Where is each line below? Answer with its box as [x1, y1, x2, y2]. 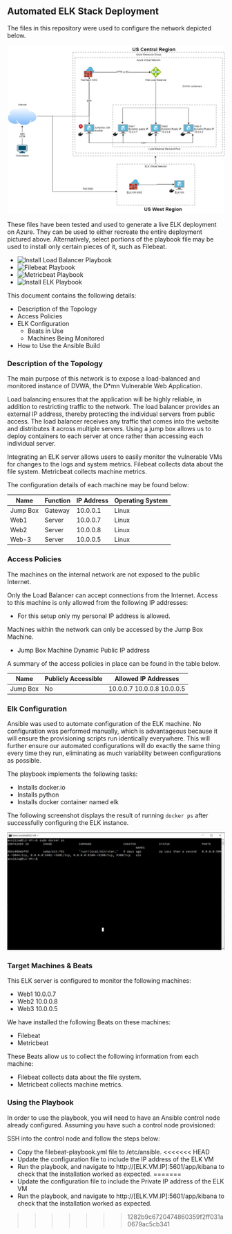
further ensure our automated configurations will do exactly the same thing [7, 742, 221, 750]
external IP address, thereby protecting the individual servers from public [7, 410, 215, 418]
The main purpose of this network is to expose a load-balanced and [7, 374, 200, 383]
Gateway [44, 507, 70, 515]
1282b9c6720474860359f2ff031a [127, 1213, 224, 1221]
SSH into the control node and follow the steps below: [7, 1134, 160, 1143]
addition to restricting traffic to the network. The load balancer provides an [7, 403, 220, 411]
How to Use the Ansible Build [17, 342, 100, 350]
